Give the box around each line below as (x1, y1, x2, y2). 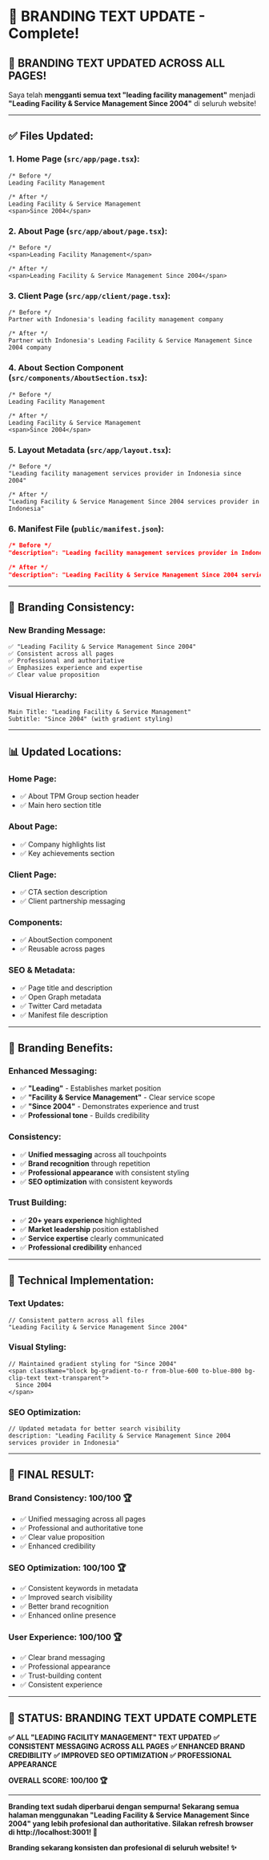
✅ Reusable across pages (19, 944, 106, 954)
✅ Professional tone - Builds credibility (19, 1111, 150, 1120)
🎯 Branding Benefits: (8, 1041, 114, 1054)
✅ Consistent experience (19, 1680, 102, 1690)
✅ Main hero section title (19, 801, 102, 810)
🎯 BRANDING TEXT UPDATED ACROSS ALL (8, 56, 226, 70)
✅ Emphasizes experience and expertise (8, 664, 143, 672)
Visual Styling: (8, 1341, 66, 1352)
